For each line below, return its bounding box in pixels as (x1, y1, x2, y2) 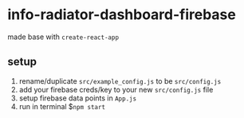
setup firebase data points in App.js (18, 93, 137, 103)
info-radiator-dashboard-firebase (7, 6, 236, 24)
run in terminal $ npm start (18, 101, 105, 111)
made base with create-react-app (7, 32, 120, 41)
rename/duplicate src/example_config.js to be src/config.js (18, 76, 222, 85)
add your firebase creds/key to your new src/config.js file (18, 85, 214, 94)
